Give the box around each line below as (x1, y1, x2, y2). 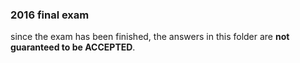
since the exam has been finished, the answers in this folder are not (10, 31, 290, 43)
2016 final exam (10, 8, 90, 22)
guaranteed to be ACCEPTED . (10, 41, 136, 53)
